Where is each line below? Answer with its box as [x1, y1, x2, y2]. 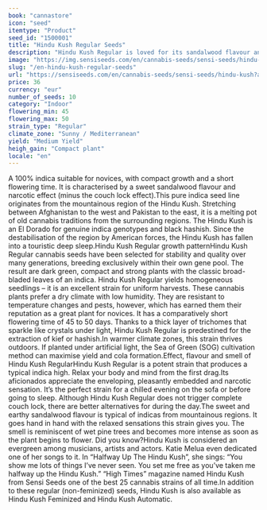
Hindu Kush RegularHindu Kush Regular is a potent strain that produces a [8, 359, 248, 369]
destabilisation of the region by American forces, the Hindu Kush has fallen [8, 233, 253, 242]
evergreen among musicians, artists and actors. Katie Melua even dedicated [8, 444, 257, 454]
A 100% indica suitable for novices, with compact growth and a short [8, 174, 234, 184]
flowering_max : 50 [8, 115, 69, 123]
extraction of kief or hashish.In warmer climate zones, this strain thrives [8, 334, 243, 344]
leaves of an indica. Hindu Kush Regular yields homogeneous [33, 275, 233, 284]
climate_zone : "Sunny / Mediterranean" [8, 129, 141, 137]
